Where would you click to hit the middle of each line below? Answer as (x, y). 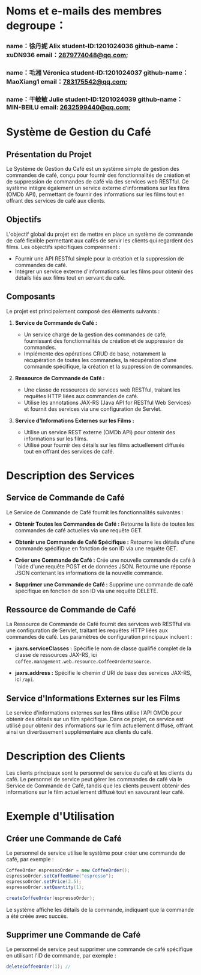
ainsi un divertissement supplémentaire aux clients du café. (79, 732)
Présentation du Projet (49, 154)
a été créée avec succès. (37, 916)
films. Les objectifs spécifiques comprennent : (64, 247)
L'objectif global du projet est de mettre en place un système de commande (100, 234)
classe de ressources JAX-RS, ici (56, 655)
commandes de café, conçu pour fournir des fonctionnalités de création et (98, 175)
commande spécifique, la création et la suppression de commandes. (108, 366)
